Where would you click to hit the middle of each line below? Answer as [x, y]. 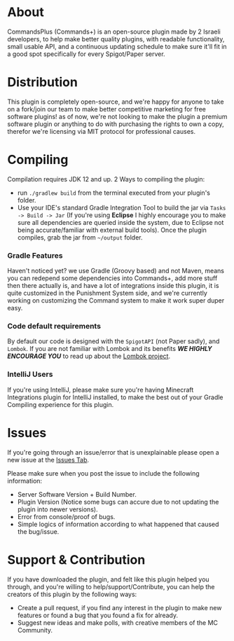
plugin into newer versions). [57, 509]
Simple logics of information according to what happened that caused [118, 524]
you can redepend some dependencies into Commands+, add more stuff [112, 278]
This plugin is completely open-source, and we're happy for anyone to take [116, 102]
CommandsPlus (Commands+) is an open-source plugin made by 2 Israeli [114, 32]
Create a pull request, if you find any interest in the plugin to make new [119, 607]
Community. [35, 630]
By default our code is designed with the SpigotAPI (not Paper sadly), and [113, 341]
